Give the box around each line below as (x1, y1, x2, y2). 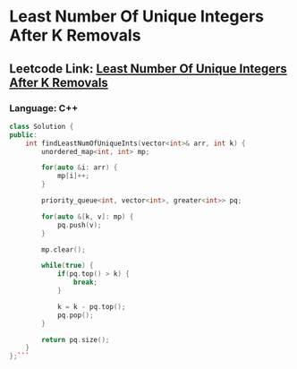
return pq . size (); (41, 335, 110, 344)
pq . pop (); (56, 311, 94, 320)
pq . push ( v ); (56, 220, 102, 229)
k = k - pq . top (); (56, 302, 126, 311)
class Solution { (9, 122, 74, 131)
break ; (72, 278, 98, 287)
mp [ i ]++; (56, 172, 90, 181)
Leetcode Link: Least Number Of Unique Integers (9, 61, 288, 76)
